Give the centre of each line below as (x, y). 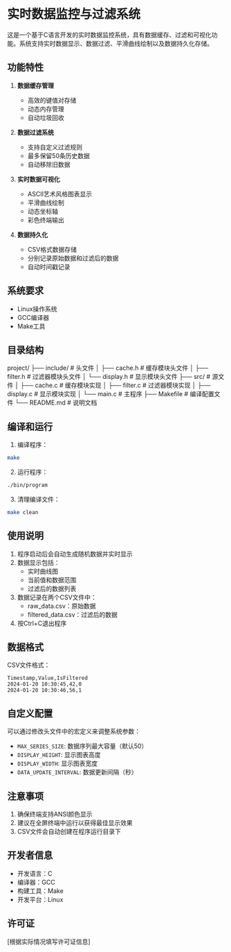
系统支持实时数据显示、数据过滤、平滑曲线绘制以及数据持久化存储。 (116, 43)
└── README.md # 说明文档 (56, 402)
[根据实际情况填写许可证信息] (49, 942)
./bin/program (28, 485)
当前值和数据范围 (52, 579)
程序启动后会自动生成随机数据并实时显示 (75, 554)
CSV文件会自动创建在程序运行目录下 (69, 832)
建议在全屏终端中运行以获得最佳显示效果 (75, 823)
